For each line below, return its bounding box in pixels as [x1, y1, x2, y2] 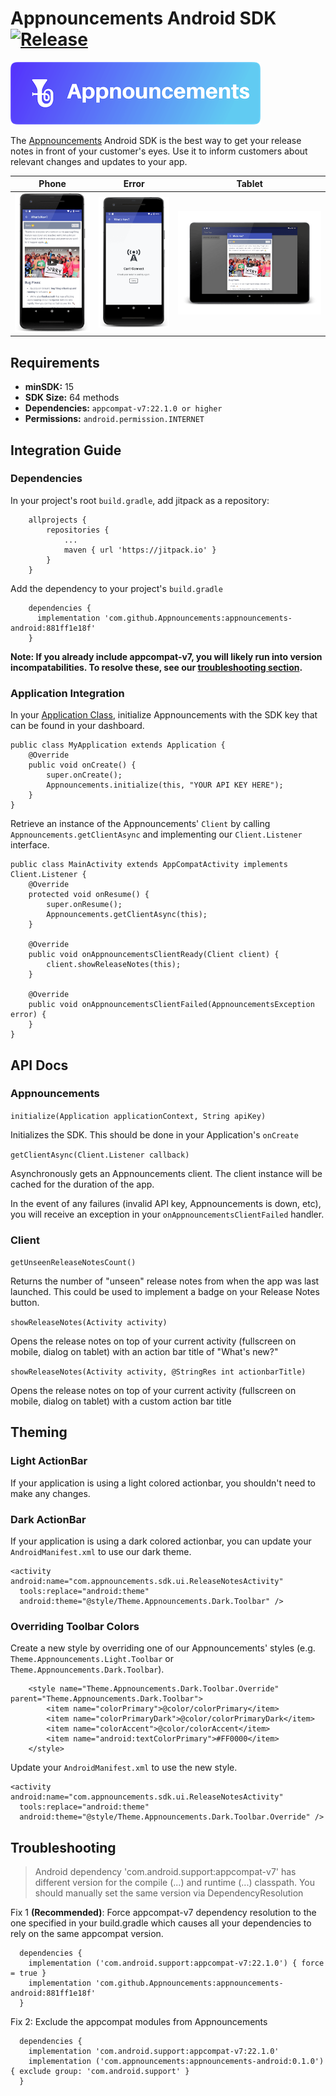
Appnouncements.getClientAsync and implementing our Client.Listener [10, 828, 303, 841]
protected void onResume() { [28, 890, 150, 900]
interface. [10, 839, 50, 851]
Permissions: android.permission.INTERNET [24, 413, 205, 425]
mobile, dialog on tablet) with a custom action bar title [10, 1395, 232, 1407]
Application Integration [10, 686, 125, 700]
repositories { [46, 525, 110, 535]
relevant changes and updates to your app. [10, 155, 188, 167]
